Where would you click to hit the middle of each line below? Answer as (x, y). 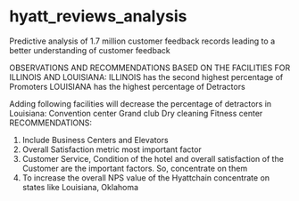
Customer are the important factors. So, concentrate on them (135, 168)
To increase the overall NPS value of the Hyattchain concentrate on (146, 177)
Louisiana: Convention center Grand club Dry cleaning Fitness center (136, 113)
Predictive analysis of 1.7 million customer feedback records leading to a (142, 41)
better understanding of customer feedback (90, 50)
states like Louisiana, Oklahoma (80, 187)
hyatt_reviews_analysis (98, 16)
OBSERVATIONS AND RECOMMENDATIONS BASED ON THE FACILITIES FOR (150, 68)
